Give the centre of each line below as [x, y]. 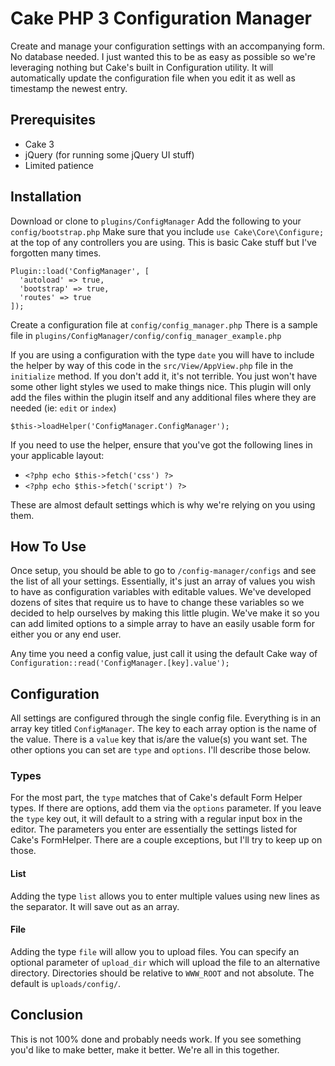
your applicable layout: [57, 455]
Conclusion [47, 1015]
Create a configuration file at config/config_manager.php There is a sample [164, 324]
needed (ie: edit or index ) [63, 408]
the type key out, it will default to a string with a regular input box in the [156, 819]
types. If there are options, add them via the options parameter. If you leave [166, 808]
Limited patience [59, 165]
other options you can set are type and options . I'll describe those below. [161, 750]
